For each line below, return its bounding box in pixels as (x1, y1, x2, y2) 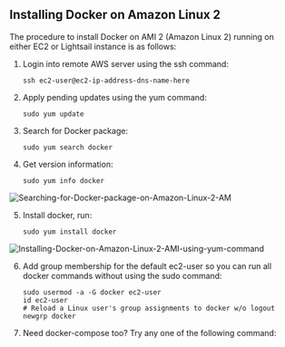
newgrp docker (22, 312, 76, 321)
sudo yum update (22, 109, 84, 119)
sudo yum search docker (22, 142, 113, 152)
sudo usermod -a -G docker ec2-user (22, 287, 162, 297)
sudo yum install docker (22, 227, 117, 236)
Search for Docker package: (22, 125, 129, 136)
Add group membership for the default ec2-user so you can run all (22, 260, 272, 271)
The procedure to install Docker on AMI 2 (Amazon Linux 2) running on (9, 31, 274, 42)
